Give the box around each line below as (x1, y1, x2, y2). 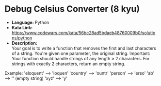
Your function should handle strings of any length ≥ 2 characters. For (11, 55, 150, 61)
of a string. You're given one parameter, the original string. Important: (11, 50, 151, 56)
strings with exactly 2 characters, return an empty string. (11, 61, 126, 67)
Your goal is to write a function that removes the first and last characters (11, 45, 156, 51)
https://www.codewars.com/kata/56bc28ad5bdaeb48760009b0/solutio (11, 30, 156, 35)
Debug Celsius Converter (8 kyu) (4, 3, 140, 15)
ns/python (11, 35, 32, 41)
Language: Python (11, 19, 49, 25)
